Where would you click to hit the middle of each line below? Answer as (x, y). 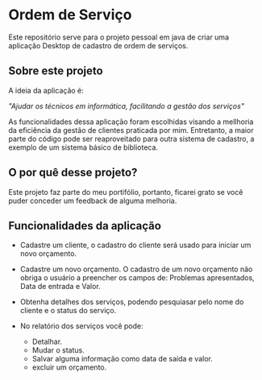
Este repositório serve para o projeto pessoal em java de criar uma (119, 37)
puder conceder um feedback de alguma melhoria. (93, 200)
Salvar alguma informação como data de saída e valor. (123, 359)
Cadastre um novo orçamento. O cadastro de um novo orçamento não (136, 269)
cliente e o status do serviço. (68, 311)
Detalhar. (47, 342)
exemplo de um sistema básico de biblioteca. (83, 147)
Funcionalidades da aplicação (85, 226)
